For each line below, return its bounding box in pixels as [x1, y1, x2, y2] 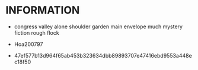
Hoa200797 [14, 41, 43, 48]
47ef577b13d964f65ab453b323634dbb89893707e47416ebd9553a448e [14, 52, 192, 59]
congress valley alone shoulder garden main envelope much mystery [14, 23, 183, 30]
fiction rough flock [14, 29, 60, 36]
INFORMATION [5, 4, 80, 17]
